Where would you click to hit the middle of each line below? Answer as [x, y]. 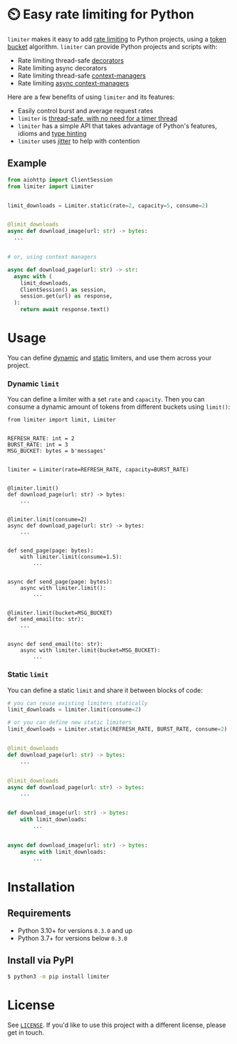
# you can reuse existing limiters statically [78, 703]
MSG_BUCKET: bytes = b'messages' [57, 451]
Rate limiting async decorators [62, 68]
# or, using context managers [52, 257]
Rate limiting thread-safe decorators [71, 60]
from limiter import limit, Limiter [62, 420]
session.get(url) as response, [67, 296]
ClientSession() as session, [63, 290]
